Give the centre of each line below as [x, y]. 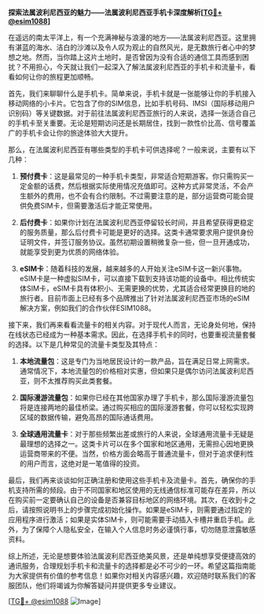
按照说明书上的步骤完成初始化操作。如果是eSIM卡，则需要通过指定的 [140, 510]
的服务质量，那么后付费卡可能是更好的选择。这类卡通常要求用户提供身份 [136, 232]
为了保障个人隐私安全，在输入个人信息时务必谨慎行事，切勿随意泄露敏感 [139, 529]
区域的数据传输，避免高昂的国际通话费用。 [88, 417]
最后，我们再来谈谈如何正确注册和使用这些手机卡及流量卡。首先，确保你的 [128, 480]
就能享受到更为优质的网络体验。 [71, 252]
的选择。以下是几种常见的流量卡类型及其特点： [84, 344]
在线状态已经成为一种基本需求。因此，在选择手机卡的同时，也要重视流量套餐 [132, 335]
